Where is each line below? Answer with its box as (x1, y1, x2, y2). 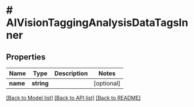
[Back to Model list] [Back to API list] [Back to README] (6, 95, 141, 101)
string (31, 79, 49, 87)
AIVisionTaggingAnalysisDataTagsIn (6, 16, 189, 29)
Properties (6, 52, 46, 62)
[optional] (93, 79, 121, 87)
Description (54, 69, 88, 77)
